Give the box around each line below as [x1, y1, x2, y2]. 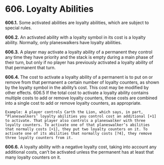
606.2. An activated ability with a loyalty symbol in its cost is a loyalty [5, 34, 146, 40]
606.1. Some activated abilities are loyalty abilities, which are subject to [5, 20, 149, 25]
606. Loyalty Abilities [5, 3, 94, 15]
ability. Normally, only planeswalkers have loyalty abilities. [5, 39, 122, 45]
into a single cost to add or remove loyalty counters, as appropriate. [5, 100, 142, 106]
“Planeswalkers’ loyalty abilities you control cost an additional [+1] [5, 114, 157, 118]
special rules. [5, 24, 32, 30]
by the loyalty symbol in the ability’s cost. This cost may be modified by [5, 84, 149, 90]
